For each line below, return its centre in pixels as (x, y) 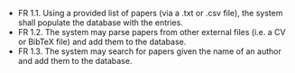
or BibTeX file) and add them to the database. (102, 41)
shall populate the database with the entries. (100, 23)
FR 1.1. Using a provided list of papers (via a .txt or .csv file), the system (150, 13)
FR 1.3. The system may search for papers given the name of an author (149, 51)
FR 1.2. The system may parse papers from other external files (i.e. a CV (152, 32)
